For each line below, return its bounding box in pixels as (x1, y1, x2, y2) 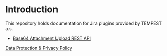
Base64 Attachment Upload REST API (12, 35, 91, 41)
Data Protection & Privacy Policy (5, 45, 72, 51)
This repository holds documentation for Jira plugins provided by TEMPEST (5, 20, 162, 26)
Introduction (5, 4, 59, 15)
